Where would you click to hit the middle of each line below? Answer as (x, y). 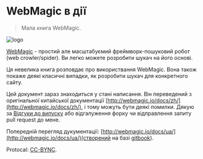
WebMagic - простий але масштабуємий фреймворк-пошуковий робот (98, 51)
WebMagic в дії (46, 11)
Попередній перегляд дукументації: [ (55, 131)
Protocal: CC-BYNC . (32, 149)
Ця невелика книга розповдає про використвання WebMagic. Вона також (101, 69)
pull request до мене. (33, 120)
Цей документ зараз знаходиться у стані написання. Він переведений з (99, 94)
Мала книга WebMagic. (51, 28)
